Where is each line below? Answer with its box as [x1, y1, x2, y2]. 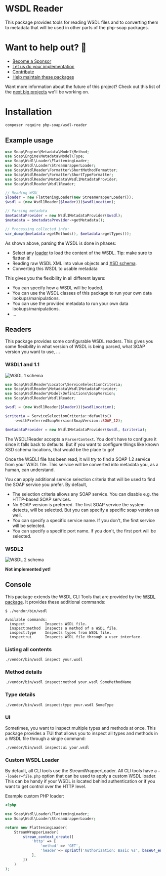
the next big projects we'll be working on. [5, 88, 89, 94]
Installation [5, 106, 52, 118]
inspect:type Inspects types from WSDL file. [9, 630, 112, 635]
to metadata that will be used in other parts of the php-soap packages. [5, 24, 149, 30]
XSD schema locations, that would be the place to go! [5, 446, 115, 452]
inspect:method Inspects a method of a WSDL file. [9, 626, 119, 631]
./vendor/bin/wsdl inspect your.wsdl [5, 657, 83, 662]
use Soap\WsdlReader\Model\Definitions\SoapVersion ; [5, 391, 116, 396]
